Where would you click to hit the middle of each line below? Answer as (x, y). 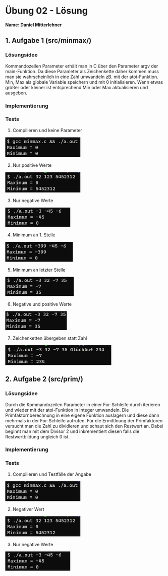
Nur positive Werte (32, 165)
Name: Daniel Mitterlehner (34, 25)
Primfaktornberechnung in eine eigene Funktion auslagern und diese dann (82, 415)
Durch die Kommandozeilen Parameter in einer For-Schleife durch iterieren (83, 404)
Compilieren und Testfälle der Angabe (52, 474)
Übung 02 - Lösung (47, 11)
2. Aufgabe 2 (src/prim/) (44, 379)
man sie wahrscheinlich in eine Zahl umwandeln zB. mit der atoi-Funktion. (82, 77)
